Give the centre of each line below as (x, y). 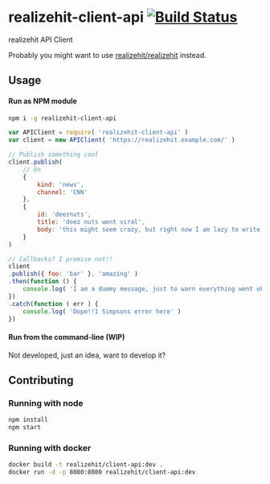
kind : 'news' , (61, 184)
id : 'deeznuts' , (64, 215)
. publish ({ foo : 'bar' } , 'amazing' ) (73, 274)
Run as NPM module (43, 101)
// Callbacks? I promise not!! (61, 259)
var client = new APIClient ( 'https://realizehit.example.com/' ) (122, 140)
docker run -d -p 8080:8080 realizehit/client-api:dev (102, 472)
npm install (28, 420)
